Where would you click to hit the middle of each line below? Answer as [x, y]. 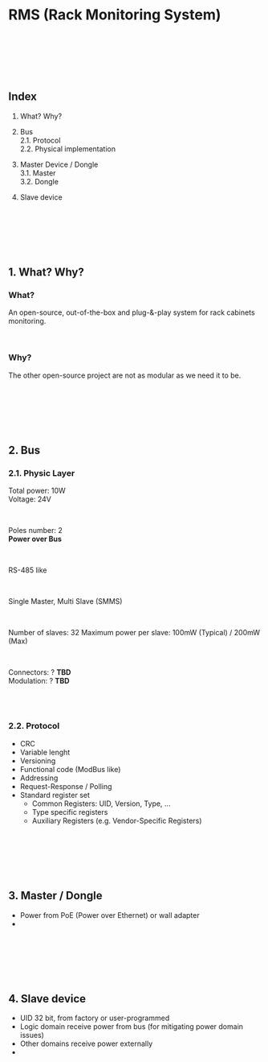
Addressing [39, 778]
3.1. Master [38, 173]
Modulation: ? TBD [39, 681]
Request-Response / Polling [66, 786]
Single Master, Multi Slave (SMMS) [65, 601]
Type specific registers [70, 812]
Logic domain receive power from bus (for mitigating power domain [131, 1027]
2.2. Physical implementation [68, 149]
